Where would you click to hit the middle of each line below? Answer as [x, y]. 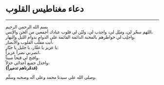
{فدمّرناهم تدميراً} [22, 68]
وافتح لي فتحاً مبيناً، [23, 57]
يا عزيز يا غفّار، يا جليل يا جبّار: [32, 47]
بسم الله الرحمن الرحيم [27, 27]
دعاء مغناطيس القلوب [45, 9]
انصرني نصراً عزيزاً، [23, 52]
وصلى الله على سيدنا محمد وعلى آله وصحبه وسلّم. [51, 77]
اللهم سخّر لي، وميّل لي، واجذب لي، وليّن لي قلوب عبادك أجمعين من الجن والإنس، [79, 32]
